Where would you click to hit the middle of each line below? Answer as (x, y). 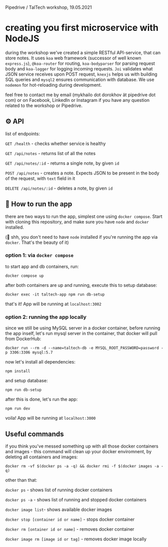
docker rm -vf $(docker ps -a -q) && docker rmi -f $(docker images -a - (85, 466)
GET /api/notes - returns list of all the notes (50, 153)
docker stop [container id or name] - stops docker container (70, 519)
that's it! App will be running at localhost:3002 (53, 304)
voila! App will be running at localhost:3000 (50, 418)
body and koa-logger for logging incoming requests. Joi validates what (79, 68)
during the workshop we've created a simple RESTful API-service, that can (83, 52)
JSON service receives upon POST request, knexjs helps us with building (81, 74)
